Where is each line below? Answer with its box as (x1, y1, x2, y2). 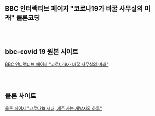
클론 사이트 (5, 92, 37, 100)
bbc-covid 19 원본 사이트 (5, 48, 79, 56)
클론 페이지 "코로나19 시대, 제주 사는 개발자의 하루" (5, 105, 102, 111)
